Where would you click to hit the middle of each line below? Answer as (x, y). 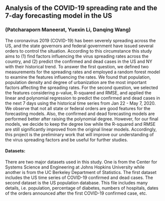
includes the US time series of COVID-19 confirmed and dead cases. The (79, 177)
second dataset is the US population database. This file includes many (76, 183)
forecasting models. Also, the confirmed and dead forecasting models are (80, 114)
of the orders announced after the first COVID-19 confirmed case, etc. (76, 193)
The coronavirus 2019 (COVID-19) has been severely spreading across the (81, 40)
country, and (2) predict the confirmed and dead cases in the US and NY (79, 61)
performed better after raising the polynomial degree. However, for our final (82, 119)
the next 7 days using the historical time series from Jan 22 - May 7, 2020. (81, 103)
